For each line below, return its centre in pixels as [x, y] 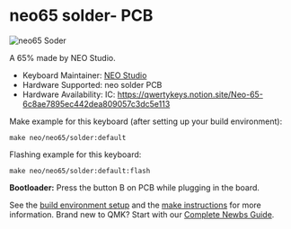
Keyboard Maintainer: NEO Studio [84, 75]
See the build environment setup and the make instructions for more [136, 205]
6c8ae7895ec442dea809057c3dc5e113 [96, 103]
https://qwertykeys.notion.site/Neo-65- [190, 94]
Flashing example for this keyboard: [75, 154]
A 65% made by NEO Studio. [63, 57]
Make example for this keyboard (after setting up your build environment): [146, 121]
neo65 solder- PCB [81, 16]
